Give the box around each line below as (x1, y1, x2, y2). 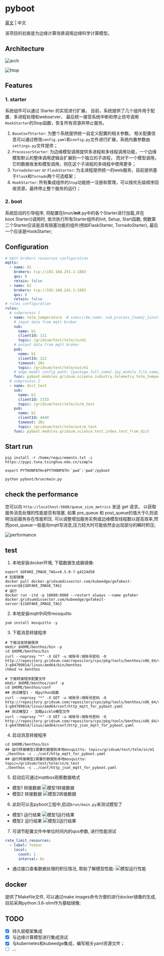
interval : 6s (18, 856, 45, 861)
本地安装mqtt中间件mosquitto (12, 611, 72, 616)
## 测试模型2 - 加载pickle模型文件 (5, 709, 70, 714)
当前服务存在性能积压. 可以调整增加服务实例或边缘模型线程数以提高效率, (9, 516, 155, 522)
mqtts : (5, 260, 19, 265)
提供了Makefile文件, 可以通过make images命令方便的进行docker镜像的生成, (5, 894, 157, 900)
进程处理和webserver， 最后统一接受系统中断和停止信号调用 (18, 114, 139, 120)
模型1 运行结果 (12, 812, 41, 818)
